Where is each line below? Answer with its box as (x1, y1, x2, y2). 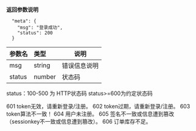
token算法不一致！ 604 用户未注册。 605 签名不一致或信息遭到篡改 (6, 110, 175, 118)
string (33, 61, 51, 69)
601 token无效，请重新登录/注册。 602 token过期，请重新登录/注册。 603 (6, 103, 191, 110)
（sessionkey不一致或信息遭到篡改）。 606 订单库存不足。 (6, 118, 152, 125)
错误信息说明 (61, 62, 99, 69)
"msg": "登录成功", (17, 24, 63, 30)
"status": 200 (17, 30, 53, 36)
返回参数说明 (6, 6, 38, 13)
